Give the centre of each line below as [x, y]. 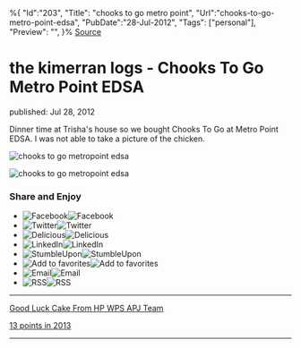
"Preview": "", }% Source [55, 32]
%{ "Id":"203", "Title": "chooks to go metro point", [102, 13]
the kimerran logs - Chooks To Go [137, 68]
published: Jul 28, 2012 [52, 112]
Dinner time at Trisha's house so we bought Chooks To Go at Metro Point [144, 129]
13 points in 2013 [40, 326]
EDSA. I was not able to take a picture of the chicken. [107, 139]
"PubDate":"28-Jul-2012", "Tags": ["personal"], [169, 22]
